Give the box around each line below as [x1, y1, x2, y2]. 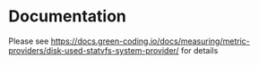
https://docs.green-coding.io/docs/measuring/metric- [50, 36, 250, 46]
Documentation [8, 6, 127, 27]
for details [181, 45, 219, 55]
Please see [8, 36, 49, 46]
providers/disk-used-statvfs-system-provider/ [8, 45, 180, 55]
